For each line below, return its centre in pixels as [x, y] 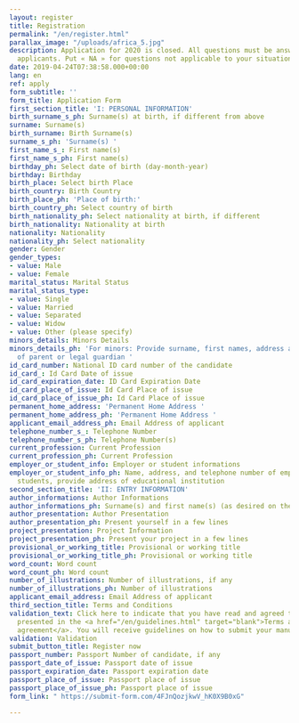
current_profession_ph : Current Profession [91, 456]
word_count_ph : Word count [59, 572]
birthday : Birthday [45, 175]
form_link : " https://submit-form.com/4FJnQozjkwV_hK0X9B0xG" [127, 696]
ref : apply [29, 84]
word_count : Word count [53, 564]
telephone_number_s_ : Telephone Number [83, 431]
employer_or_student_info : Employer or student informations [125, 465]
